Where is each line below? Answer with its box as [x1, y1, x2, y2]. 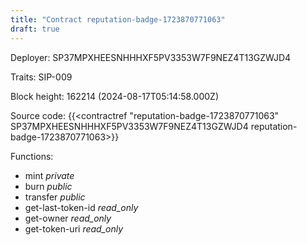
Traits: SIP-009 [10, 71, 73, 83]
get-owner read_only [24, 212, 112, 224]
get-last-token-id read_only [24, 201, 139, 213]
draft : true [10, 24, 60, 34]
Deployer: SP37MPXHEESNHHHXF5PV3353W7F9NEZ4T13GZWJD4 [10, 51, 292, 63]
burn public [24, 180, 73, 192]
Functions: [10, 150, 54, 162]
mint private [24, 169, 75, 181]
